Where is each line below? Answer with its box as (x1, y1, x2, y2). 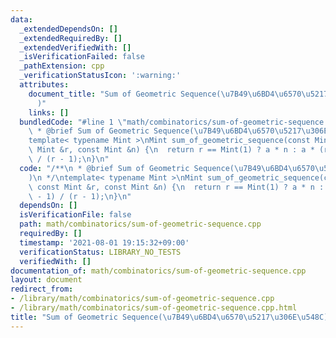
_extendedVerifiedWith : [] (19, 42, 132, 53)
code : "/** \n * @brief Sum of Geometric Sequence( (19, 163, 235, 173)
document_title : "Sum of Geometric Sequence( (28, 89, 222, 99)
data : (10, 14, 33, 25)
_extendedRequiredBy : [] (19, 33, 123, 43)
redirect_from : (10, 284, 74, 295)
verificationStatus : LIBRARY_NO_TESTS (19, 247, 182, 257)
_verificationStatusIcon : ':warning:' (19, 71, 182, 81)
